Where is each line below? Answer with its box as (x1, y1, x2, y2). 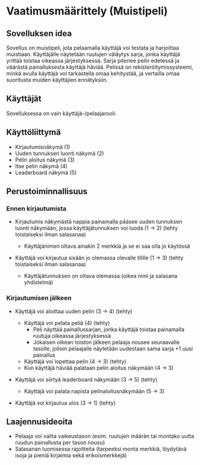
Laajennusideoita (6, 417, 73, 426)
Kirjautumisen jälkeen (6, 294, 72, 302)
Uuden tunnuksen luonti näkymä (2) (14, 150, 104, 157)
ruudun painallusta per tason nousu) (14, 439, 105, 446)
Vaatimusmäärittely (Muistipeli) (6, 4, 168, 18)
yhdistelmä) (23, 279, 54, 286)
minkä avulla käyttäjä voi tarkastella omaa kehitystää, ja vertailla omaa (6, 70, 180, 77)
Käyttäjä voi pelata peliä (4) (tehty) (23, 319, 110, 326)
